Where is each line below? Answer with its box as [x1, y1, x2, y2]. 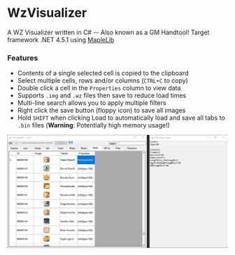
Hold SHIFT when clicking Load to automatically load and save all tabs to [17, 113, 225, 122]
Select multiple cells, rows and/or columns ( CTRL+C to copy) [17, 76, 189, 85]
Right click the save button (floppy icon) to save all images [17, 106, 186, 115]
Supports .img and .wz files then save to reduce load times [17, 91, 187, 99]
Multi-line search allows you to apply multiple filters [17, 99, 166, 107]
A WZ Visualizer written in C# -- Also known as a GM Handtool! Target [7, 28, 210, 36]
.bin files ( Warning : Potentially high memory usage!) [17, 121, 170, 130]
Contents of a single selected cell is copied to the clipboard [17, 69, 189, 78]
